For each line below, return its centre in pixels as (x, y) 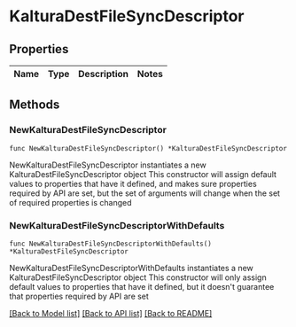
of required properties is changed (70, 202)
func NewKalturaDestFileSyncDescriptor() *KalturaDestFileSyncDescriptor (148, 148)
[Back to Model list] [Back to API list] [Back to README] (111, 313)
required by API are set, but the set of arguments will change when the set (145, 193)
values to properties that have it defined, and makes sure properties (133, 183)
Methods (35, 105)
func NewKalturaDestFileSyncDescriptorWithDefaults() (111, 244)
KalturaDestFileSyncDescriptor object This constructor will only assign (138, 277)
